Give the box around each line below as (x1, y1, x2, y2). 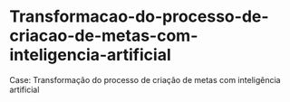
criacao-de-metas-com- (9, 25, 198, 46)
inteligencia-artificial (9, 45, 171, 65)
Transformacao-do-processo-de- (9, 6, 269, 27)
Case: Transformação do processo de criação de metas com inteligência (9, 74, 281, 85)
